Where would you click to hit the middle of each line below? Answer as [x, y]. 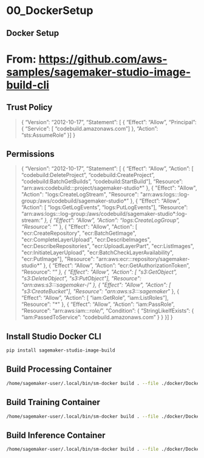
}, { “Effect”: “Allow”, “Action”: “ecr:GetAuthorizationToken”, [117, 266]
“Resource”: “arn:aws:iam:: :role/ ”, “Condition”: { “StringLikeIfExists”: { [107, 311]
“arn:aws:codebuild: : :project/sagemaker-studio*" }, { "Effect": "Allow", [109, 188]
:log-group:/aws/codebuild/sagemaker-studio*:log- [123, 214]
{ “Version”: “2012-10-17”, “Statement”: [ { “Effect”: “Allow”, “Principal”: [109, 122]
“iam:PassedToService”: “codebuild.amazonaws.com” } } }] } [97, 317]
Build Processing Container [59, 370]
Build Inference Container [56, 435]
